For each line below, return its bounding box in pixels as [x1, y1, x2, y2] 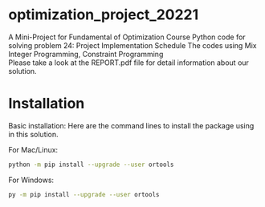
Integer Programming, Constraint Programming [8, 49, 164, 59]
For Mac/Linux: [8, 144, 59, 154]
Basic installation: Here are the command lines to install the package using [8, 120, 255, 130]
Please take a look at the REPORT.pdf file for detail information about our [8, 58, 249, 67]
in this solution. [8, 129, 59, 139]
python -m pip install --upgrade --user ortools [8, 160, 174, 168]
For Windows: [8, 175, 55, 185]
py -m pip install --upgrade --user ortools [8, 190, 160, 198]
